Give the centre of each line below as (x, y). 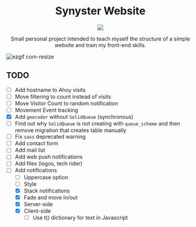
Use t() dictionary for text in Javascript (80, 217)
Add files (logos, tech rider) (48, 164)
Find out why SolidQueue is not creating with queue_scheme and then (97, 124)
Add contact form (36, 143)
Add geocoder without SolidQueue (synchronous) (74, 117)
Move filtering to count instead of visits (63, 96)
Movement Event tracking (47, 110)
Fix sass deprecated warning (50, 137)
